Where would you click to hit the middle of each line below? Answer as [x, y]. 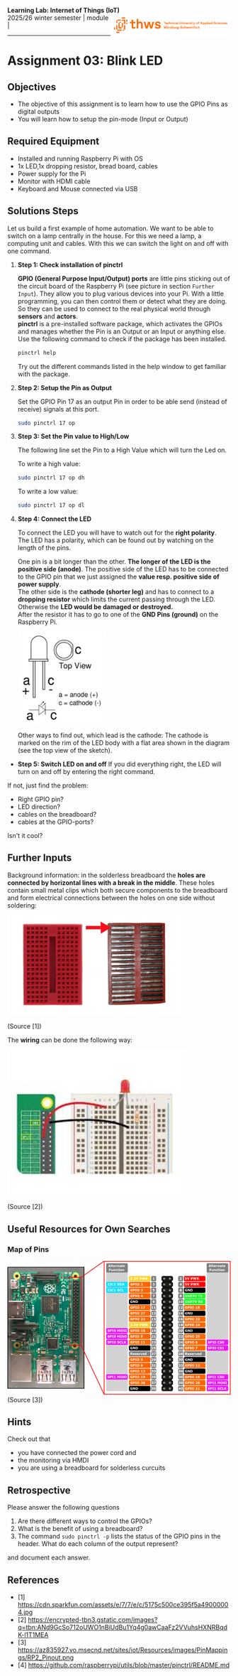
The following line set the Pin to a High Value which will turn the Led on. [122, 450]
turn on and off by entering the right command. [86, 771]
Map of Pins [28, 1249]
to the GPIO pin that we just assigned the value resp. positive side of [118, 577]
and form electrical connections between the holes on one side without [111, 898]
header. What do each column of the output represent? [98, 1544]
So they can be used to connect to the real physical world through [114, 308]
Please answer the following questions [64, 1508]
